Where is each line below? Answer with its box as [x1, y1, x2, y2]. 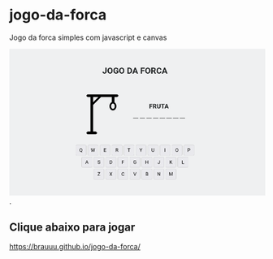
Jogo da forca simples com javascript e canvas [9, 32, 167, 42]
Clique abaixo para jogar [9, 220, 136, 234]
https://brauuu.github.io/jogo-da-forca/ [9, 242, 141, 252]
